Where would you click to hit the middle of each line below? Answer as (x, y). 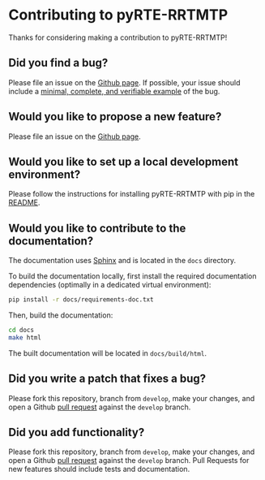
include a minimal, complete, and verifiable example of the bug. (114, 91)
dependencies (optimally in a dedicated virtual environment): (110, 285)
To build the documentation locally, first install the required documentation (132, 276)
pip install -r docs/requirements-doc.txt (81, 300)
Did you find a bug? (58, 63)
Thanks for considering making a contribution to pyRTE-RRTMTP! (118, 37)
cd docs (21, 331)
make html (25, 337)
